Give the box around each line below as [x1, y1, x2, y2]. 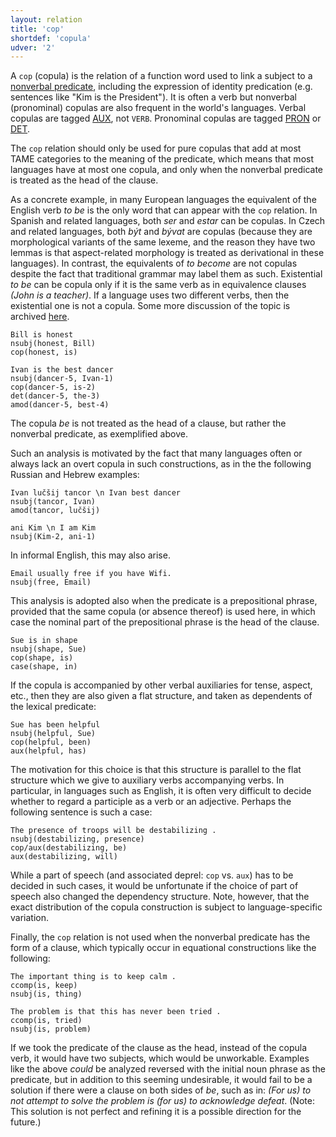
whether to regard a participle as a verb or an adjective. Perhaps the [10, 796, 292, 808]
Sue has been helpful [10, 720, 101, 730]
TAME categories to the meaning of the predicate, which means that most [10, 153, 314, 165]
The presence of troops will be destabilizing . [10, 826, 217, 836]
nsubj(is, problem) [10, 1024, 92, 1035]
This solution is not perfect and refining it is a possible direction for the [10, 1106, 302, 1118]
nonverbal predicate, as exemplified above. [10, 428, 188, 440]
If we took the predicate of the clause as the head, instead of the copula [10, 1042, 308, 1054]
